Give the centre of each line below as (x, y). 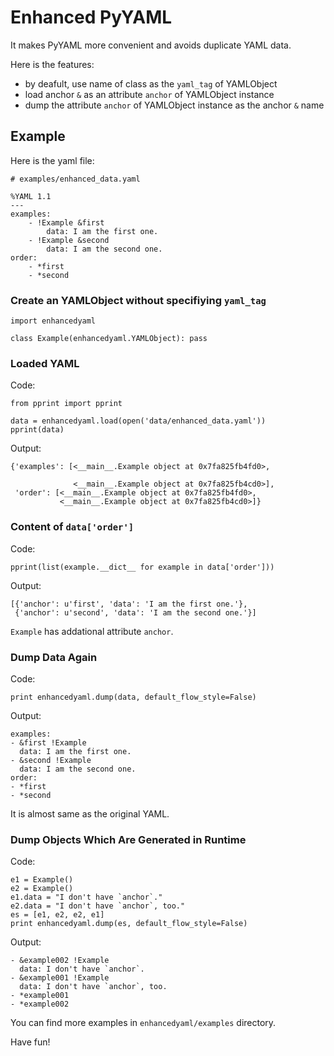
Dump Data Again (54, 657)
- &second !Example (51, 760)
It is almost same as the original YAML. (90, 813)
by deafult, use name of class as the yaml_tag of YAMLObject (151, 83)
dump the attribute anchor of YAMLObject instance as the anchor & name (174, 105)
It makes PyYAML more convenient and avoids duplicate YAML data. (151, 45)
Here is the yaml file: (52, 160)
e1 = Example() (42, 880)
